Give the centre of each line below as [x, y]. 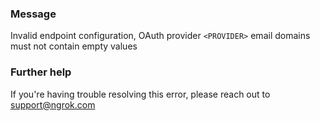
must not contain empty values [74, 46]
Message [33, 14]
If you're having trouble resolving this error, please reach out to [140, 94]
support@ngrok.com [53, 104]
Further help [41, 72]
